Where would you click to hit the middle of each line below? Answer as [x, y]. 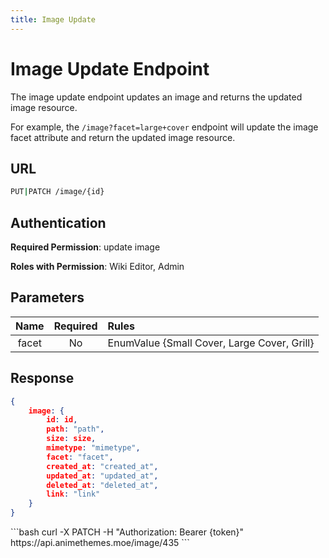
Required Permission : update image [85, 247]
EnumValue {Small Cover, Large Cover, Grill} [211, 343]
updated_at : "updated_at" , [102, 476]
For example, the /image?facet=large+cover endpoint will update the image [164, 127]
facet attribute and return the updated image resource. [123, 137]
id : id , [62, 420]
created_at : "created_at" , [102, 466]
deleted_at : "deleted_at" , [102, 485]
